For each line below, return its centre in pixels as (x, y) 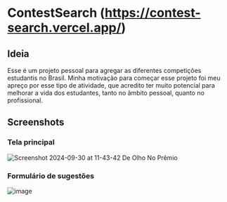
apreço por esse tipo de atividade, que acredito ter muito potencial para (111, 85)
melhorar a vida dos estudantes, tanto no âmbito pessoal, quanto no (106, 93)
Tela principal (31, 142)
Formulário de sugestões (51, 175)
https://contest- (153, 13)
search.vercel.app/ (64, 28)
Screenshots (36, 122)
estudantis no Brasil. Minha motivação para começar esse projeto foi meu (114, 78)
